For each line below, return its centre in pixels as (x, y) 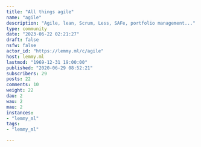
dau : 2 (14, 96)
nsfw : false (21, 46)
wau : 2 (14, 101)
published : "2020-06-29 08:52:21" (50, 68)
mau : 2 (14, 107)
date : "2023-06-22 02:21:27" (43, 34)
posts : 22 (19, 79)
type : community (27, 29)
